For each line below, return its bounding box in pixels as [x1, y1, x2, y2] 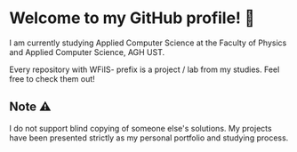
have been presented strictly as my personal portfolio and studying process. [9, 132, 289, 143]
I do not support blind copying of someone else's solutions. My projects [9, 123, 273, 133]
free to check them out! [9, 73, 95, 84]
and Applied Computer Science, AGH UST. [9, 46, 165, 57]
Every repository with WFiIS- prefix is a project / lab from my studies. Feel [9, 64, 280, 75]
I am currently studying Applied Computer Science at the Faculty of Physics [9, 37, 287, 48]
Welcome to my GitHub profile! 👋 [9, 8, 255, 28]
